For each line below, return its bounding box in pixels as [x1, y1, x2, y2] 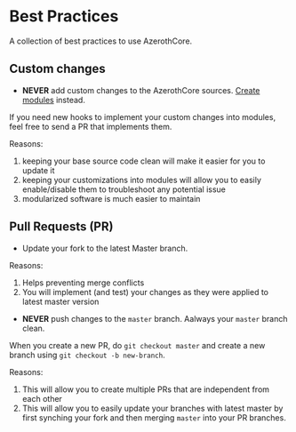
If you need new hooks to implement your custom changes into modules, [9, 111, 276, 122]
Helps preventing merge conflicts [21, 277, 145, 288]
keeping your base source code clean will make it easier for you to [21, 156, 266, 166]
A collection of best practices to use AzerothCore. [9, 36, 193, 46]
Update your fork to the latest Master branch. [21, 243, 188, 253]
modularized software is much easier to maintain [21, 193, 201, 204]
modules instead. [21, 94, 86, 105]
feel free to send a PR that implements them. [9, 121, 172, 132]
